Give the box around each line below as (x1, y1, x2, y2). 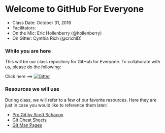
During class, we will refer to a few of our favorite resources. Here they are (5, 97, 157, 103)
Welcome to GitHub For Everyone (5, 3, 144, 15)
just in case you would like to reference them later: (5, 102, 107, 108)
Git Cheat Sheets (12, 117, 47, 123)
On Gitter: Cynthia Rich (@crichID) (12, 35, 82, 41)
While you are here (5, 48, 51, 54)
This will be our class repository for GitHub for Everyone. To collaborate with (5, 59, 161, 65)
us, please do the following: (5, 64, 61, 70)
